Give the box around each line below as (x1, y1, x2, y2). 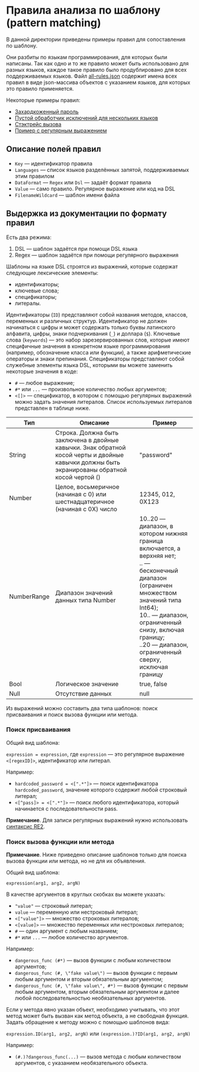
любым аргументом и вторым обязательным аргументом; (14, 976, 163, 983)
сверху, (139, 655, 162, 663)
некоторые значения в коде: (6, 368, 78, 375)
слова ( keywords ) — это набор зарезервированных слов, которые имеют (6, 336, 190, 343)
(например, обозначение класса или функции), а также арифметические (6, 349, 191, 356)
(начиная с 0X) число (55, 505, 117, 513)
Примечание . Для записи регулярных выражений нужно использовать (6, 816, 188, 824)
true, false (139, 679, 168, 688)
